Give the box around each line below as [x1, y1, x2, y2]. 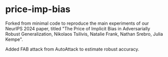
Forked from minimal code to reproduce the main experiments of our [5, 20, 149, 26]
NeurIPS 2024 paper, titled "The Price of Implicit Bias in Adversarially [5, 25, 150, 31]
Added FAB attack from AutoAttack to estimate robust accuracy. [5, 46, 139, 52]
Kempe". [5, 36, 23, 42]
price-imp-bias [5, 4, 71, 15]
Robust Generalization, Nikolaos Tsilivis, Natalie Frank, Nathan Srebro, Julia [5, 31, 163, 37]
